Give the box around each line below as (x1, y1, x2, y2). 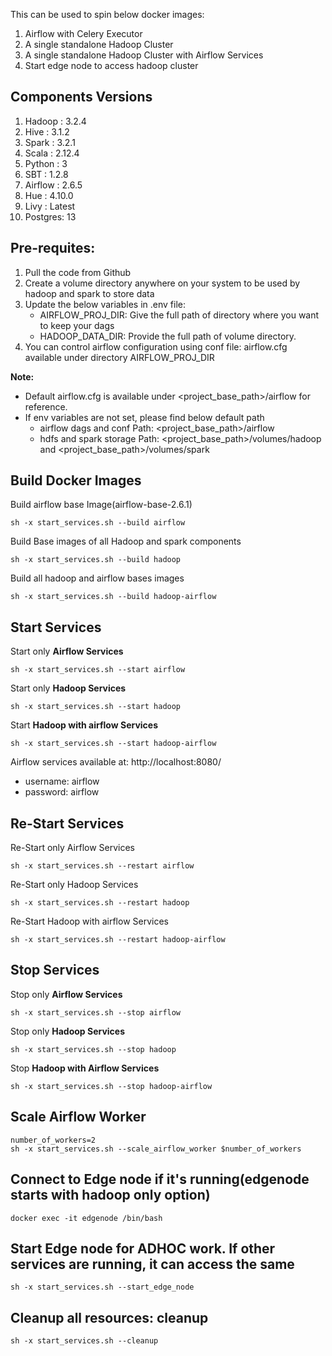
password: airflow (24, 786, 100, 798)
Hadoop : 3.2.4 (24, 115, 87, 127)
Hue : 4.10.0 (24, 189, 74, 201)
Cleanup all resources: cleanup (10, 1309, 209, 1326)
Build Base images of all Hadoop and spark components (10, 535, 242, 548)
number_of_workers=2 (10, 1135, 97, 1145)
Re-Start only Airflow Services (10, 842, 136, 854)
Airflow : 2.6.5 (24, 179, 83, 191)
